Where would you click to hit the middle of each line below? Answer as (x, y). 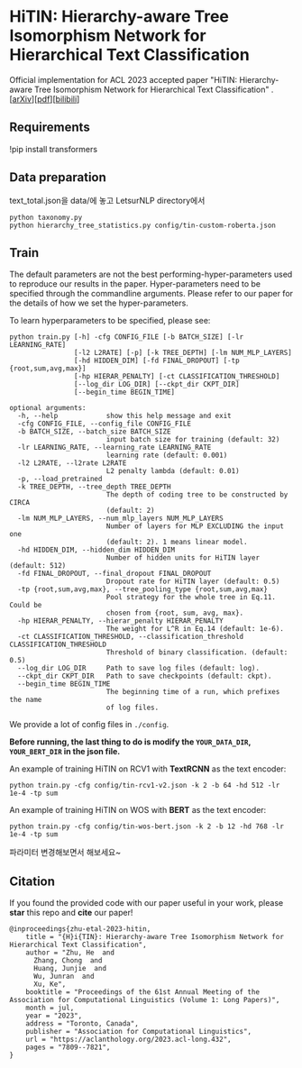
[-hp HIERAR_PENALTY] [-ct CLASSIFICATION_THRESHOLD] (177, 377)
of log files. (133, 708)
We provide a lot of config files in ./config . (89, 725)
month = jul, (50, 1008)
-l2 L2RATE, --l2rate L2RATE (72, 463)
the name (26, 700)
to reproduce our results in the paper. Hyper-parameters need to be (135, 284)
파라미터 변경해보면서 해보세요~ (65, 853)
